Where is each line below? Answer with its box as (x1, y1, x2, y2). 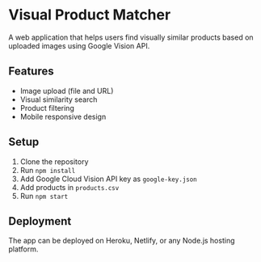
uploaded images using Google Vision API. (8, 40, 150, 50)
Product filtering (19, 103, 74, 112)
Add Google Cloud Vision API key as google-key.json (19, 174, 198, 184)
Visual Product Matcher (8, 6, 171, 24)
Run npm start (19, 191, 69, 201)
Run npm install (19, 165, 76, 175)
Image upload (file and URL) (19, 86, 114, 95)
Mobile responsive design (19, 112, 107, 121)
